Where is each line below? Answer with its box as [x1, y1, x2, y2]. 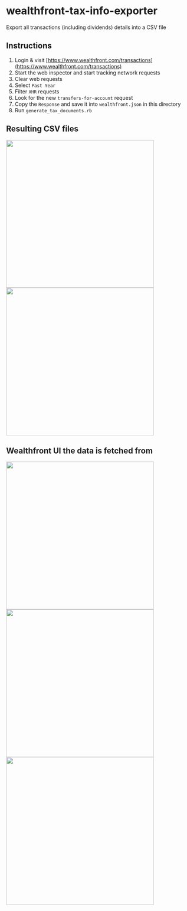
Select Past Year [14, 82, 56, 89]
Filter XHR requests [14, 87, 60, 95]
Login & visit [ [14, 56, 48, 63]
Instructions [6, 41, 52, 51]
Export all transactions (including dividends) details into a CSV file [6, 24, 166, 31]
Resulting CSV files [6, 124, 78, 134]
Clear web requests [14, 75, 63, 82]
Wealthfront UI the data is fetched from [6, 445, 153, 455]
